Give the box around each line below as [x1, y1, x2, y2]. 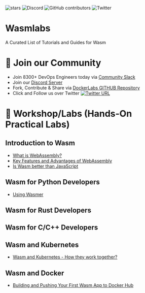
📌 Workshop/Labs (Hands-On [5, 108, 132, 119]
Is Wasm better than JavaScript [12, 163, 79, 169]
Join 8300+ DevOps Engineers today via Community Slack [12, 74, 135, 80]
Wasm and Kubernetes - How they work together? [12, 254, 118, 260]
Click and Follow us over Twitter [12, 90, 80, 96]
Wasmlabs [5, 23, 51, 34]
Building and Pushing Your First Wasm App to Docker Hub [12, 282, 134, 288]
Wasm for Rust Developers [5, 206, 91, 215]
